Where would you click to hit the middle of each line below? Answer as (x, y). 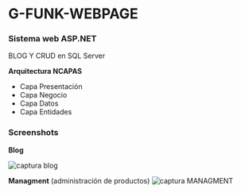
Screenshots (33, 133)
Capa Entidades (46, 112)
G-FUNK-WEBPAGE (73, 14)
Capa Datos (39, 103)
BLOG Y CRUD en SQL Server (57, 56)
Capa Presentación (51, 87)
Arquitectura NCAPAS (45, 71)
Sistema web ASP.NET (52, 39)
